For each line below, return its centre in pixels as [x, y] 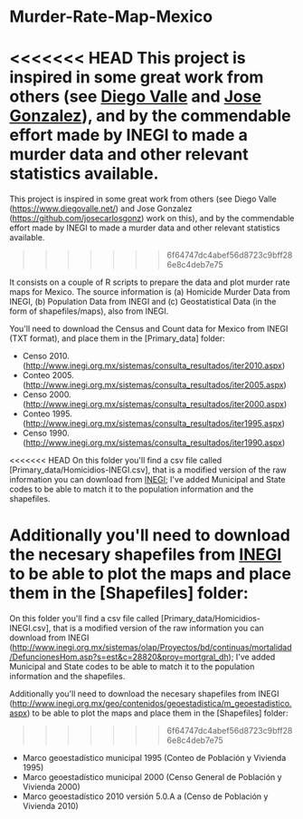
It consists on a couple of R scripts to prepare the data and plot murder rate [150, 282]
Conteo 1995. [47, 414]
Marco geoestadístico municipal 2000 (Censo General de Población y [152, 777]
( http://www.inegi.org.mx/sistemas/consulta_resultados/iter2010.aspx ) [154, 366]
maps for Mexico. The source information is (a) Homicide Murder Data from [150, 292]
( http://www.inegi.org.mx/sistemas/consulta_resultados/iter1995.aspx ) [153, 424]
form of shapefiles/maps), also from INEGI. [89, 311]
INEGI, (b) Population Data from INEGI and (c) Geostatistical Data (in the [143, 302]
